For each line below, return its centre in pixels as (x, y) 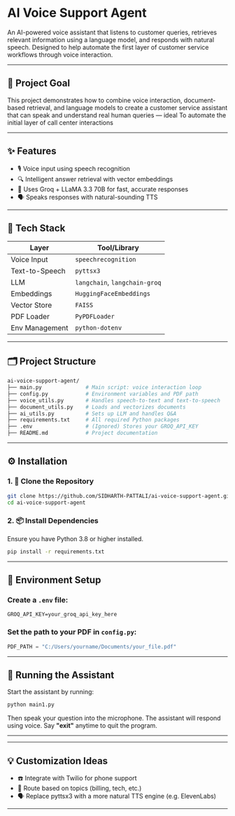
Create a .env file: (38, 599)
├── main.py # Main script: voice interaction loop (104, 388)
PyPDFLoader (95, 317)
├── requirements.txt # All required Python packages (93, 420)
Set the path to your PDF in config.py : (72, 632)
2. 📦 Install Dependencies (53, 521)
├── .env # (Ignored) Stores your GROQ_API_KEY (103, 427)
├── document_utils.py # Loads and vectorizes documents (97, 407)
